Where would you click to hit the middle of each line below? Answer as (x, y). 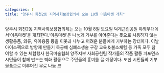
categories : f (20, 10)
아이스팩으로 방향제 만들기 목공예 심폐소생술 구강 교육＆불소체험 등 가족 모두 (78, 47)
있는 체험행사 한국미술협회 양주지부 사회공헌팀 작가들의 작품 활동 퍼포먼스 (89, 53)
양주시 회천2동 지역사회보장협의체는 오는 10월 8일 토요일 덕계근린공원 (71, 29)
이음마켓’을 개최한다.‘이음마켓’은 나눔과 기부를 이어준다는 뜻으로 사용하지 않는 (84, 35)
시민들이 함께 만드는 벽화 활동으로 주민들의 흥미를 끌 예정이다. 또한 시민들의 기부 (82, 59)
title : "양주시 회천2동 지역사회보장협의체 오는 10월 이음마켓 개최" (65, 14)
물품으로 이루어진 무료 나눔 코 (33, 65)
